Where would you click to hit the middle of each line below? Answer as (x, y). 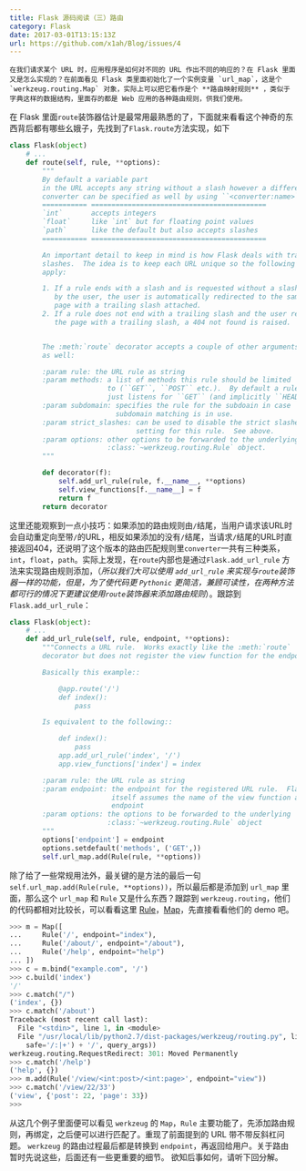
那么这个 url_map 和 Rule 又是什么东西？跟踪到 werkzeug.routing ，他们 (158, 898)
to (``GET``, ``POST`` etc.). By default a (193, 389)
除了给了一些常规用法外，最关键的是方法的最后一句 (105, 875)
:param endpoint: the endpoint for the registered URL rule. (161, 789)
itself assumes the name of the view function (201, 798)
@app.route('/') (89, 688)
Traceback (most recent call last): (79, 1020)
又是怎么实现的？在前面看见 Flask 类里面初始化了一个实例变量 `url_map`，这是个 (146, 80)
